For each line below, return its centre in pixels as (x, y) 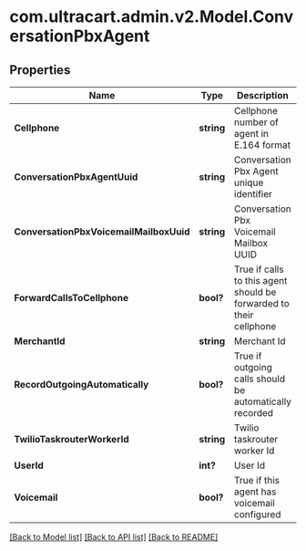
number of (256, 122)
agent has (255, 492)
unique (249, 182)
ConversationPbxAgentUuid (76, 177)
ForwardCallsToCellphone (71, 298)
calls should (259, 379)
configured (257, 515)
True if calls (259, 269)
